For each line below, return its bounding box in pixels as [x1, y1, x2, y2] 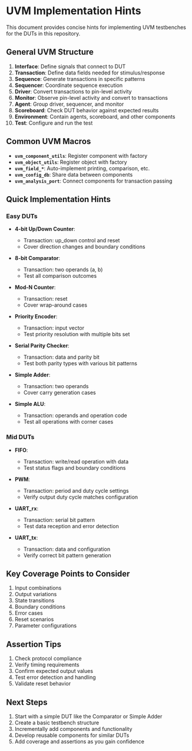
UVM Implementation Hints [6, 4, 141, 18]
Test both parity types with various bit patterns [23, 360, 137, 367]
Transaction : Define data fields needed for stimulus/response [14, 69, 165, 76]
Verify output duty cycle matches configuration [23, 493, 138, 500]
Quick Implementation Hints [6, 194, 111, 204]
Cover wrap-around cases [23, 301, 87, 308]
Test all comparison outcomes [23, 272, 97, 279]
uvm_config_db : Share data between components [14, 171, 133, 178]
